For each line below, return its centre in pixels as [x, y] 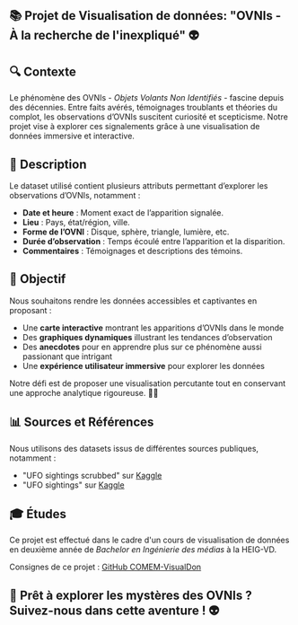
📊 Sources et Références [82, 423]
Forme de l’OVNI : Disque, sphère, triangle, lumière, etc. [126, 232]
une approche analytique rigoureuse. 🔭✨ [84, 392]
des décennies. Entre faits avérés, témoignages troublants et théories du [144, 108]
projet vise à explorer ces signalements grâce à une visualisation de [135, 127]
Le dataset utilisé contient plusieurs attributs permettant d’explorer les [139, 186]
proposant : [31, 310]
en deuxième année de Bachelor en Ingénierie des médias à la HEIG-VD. [143, 550]
